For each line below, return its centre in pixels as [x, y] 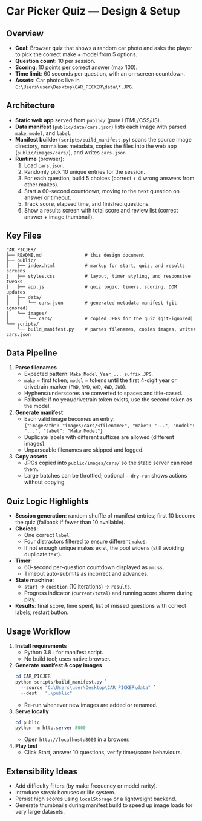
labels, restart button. [42, 612]
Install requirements [41, 646]
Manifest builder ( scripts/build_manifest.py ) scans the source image [103, 139]
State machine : [34, 580]
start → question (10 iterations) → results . [78, 587]
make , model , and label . [43, 133]
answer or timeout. [47, 197]
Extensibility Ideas [42, 771]
